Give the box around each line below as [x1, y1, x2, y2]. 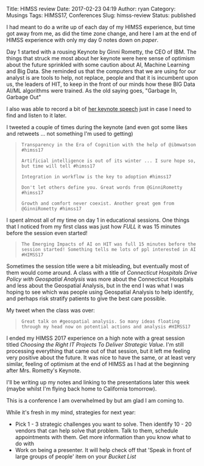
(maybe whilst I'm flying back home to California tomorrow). [6, 385, 157, 392]
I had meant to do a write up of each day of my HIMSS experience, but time [6, 24, 195, 30]
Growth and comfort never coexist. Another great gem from [21, 200, 175, 207]
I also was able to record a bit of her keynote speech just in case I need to [6, 105, 192, 112]
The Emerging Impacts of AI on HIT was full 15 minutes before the [21, 241, 196, 247]
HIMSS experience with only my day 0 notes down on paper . [6, 37, 159, 43]
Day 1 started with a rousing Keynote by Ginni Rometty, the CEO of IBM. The [6, 48, 197, 55]
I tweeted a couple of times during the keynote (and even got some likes [6, 124, 188, 130]
